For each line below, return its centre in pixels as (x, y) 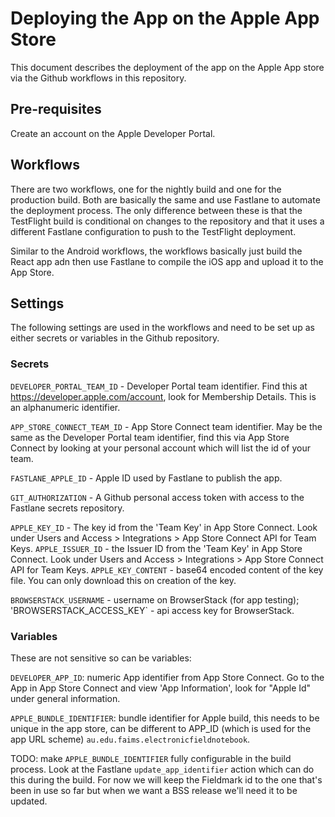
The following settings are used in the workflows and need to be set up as (162, 328)
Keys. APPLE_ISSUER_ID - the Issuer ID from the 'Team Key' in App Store (156, 548)
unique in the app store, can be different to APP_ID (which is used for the (161, 728)
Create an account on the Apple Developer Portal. (113, 133)
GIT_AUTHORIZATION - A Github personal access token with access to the (157, 497)
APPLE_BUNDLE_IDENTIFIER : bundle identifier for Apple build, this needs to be (165, 718)
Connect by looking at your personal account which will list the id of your (160, 448)
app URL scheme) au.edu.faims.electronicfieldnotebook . (130, 739)
